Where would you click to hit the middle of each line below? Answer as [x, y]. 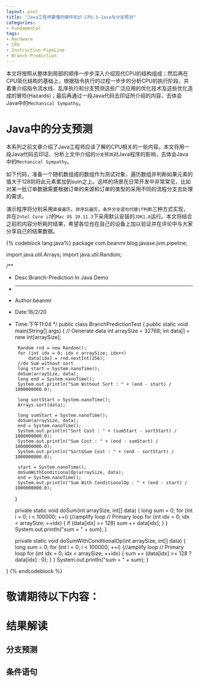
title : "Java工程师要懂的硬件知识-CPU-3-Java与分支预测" [71, 17]
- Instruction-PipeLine [36, 50]
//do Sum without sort [46, 363]
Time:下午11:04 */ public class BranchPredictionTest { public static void [101, 324]
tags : [13, 34]
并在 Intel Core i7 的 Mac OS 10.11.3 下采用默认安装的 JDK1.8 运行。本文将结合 [99, 216]
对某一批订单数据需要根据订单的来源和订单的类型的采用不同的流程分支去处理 [99, 189]
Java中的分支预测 [49, 129]
